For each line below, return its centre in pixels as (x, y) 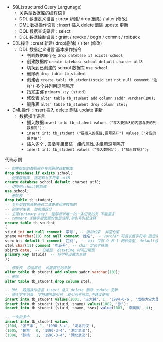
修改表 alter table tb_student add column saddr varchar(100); (91, 98)
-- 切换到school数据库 (26, 187)
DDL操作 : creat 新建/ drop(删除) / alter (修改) (57, 43)
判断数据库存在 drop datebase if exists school (75, 55)
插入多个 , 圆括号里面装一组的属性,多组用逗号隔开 (76, 144)
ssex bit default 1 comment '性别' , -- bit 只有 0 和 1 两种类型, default (80, 241)
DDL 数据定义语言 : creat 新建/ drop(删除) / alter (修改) (73, 19)
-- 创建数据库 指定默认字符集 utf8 (38, 178)
